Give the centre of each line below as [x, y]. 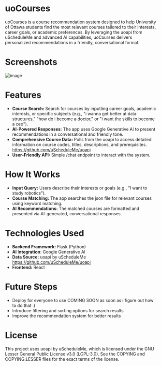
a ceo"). [20, 124]
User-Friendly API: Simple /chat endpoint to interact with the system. [81, 155]
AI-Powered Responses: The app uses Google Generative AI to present [84, 129]
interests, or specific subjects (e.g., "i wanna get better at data [74, 113]
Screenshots [31, 62]
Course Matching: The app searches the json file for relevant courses [82, 198]
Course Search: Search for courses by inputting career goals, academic [84, 108]
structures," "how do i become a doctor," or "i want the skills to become [83, 119]
